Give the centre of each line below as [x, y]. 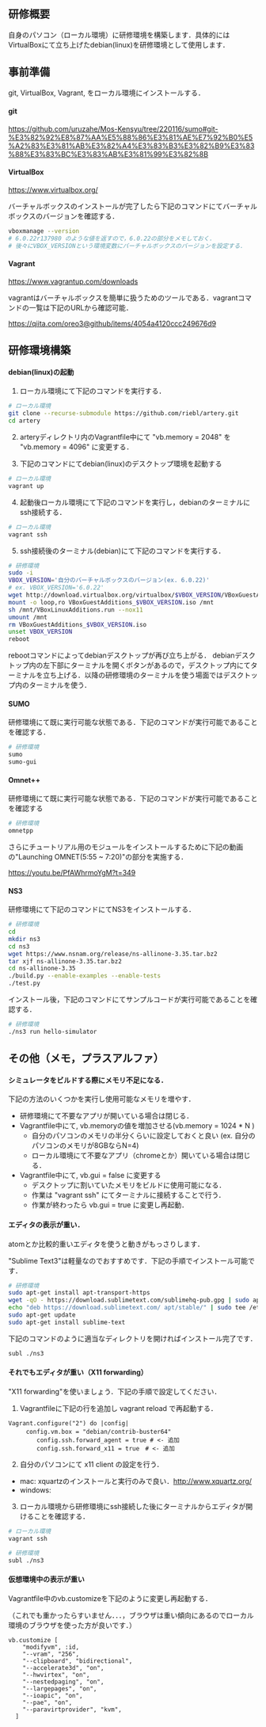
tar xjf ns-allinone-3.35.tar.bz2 [65, 961]
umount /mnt [28, 617]
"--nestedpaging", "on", [63, 1682]
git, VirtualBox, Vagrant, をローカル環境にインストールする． [107, 93]
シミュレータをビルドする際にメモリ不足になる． [88, 1080]
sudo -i [21, 573]
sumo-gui [23, 762]
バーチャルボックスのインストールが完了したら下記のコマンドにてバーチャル [133, 206]
